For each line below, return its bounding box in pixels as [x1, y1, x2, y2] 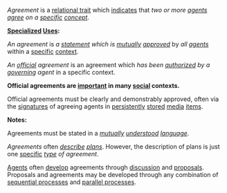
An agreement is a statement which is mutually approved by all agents [7, 40, 209, 48]
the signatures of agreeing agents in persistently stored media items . [7, 102, 203, 110]
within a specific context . [7, 48, 79, 55]
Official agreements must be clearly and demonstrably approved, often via [7, 95, 219, 103]
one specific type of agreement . [7, 150, 99, 158]
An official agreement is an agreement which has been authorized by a [7, 61, 210, 68]
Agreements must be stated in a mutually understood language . [7, 129, 190, 137]
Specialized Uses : [7, 27, 60, 35]
